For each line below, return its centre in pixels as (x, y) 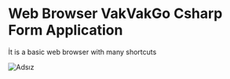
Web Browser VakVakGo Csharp (115, 14)
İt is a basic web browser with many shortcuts (82, 52)
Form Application (66, 30)
